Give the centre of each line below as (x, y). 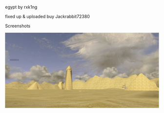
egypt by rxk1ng (21, 7)
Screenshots (18, 26)
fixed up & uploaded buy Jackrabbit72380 (48, 16)
